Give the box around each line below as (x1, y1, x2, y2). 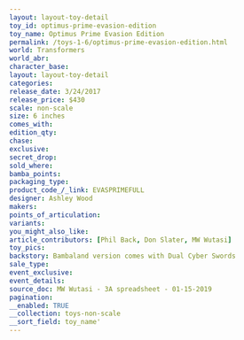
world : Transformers (9, 46, 86, 55)
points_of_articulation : (9, 210, 101, 220)
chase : (9, 136, 34, 145)
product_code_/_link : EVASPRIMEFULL (9, 186, 145, 195)
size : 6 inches (9, 112, 66, 120)
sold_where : (9, 161, 53, 170)
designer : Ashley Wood (9, 194, 93, 204)
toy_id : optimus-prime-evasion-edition (9, 21, 157, 30)
